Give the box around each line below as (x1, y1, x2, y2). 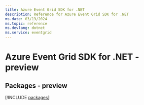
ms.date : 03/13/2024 (5, 16, 48, 21)
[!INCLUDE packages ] (5, 95, 50, 100)
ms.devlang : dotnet (5, 26, 45, 31)
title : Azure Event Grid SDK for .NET (5, 7, 85, 12)
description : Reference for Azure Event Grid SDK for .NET (5, 12, 129, 17)
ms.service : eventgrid (5, 30, 52, 35)
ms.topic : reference (5, 21, 48, 26)
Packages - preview (5, 81, 68, 90)
